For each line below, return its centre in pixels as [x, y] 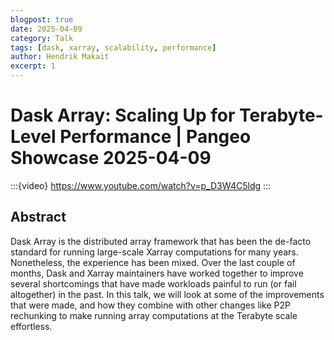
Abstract [38, 217]
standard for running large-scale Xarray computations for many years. [154, 252]
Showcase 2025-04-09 [111, 158]
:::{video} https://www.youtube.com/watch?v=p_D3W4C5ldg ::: [141, 185]
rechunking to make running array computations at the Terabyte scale [154, 315]
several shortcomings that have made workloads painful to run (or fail [153, 283]
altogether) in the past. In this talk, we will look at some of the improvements [167, 294]
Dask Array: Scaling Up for [123, 115]
